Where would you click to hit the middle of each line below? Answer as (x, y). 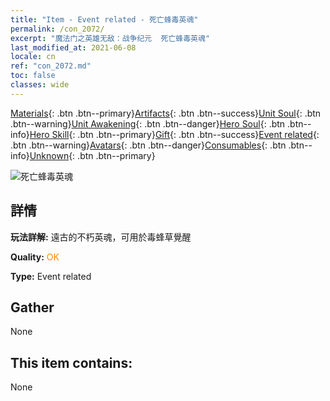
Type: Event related (51, 276)
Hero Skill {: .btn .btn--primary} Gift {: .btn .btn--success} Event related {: (174, 134)
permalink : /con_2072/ (57, 29)
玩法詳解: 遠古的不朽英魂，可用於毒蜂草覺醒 (101, 237)
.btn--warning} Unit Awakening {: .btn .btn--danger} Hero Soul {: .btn (148, 123)
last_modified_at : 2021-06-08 (73, 47)
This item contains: (71, 362)
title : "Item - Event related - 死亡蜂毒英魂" (104, 19)
